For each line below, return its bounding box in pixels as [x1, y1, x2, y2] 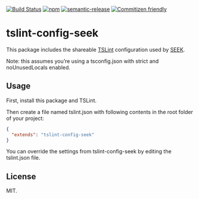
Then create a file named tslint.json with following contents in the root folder [6, 108, 194, 115]
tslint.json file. [6, 154, 41, 162]
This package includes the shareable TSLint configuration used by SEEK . [6, 46, 185, 53]
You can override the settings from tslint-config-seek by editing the [6, 148, 172, 155]
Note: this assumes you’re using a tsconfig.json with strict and [6, 57, 159, 65]
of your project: [6, 115, 45, 122]
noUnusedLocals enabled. [6, 64, 70, 71]
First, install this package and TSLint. [6, 97, 97, 104]
